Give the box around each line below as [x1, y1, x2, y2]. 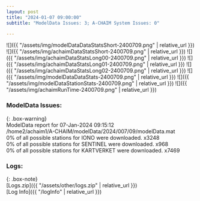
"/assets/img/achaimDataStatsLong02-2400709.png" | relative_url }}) [14, 67, 186, 74]
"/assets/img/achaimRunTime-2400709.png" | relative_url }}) [6, 86, 157, 94]
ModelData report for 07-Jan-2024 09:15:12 [6, 121, 114, 128]
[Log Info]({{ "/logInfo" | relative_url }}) [6, 188, 102, 195]
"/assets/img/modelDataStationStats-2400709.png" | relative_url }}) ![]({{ [6, 80, 187, 87]
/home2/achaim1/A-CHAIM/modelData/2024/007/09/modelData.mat [6, 127, 175, 135]
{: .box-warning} [6, 115, 47, 122]
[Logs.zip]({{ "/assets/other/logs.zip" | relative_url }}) [6, 181, 138, 189]
